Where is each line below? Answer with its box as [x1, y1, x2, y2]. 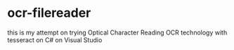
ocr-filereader [7, 5, 91, 21]
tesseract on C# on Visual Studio [7, 35, 103, 44]
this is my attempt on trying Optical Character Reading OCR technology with [7, 28, 228, 37]
